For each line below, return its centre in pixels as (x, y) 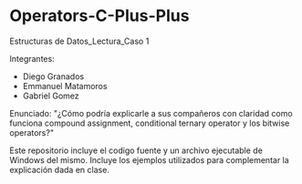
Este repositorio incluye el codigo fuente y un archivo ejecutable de (136, 150)
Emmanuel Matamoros (65, 86)
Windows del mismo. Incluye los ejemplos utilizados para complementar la (149, 159)
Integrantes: (32, 58)
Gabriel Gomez (51, 96)
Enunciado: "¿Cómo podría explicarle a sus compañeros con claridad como (151, 113)
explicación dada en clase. (59, 169)
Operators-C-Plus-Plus (99, 16)
